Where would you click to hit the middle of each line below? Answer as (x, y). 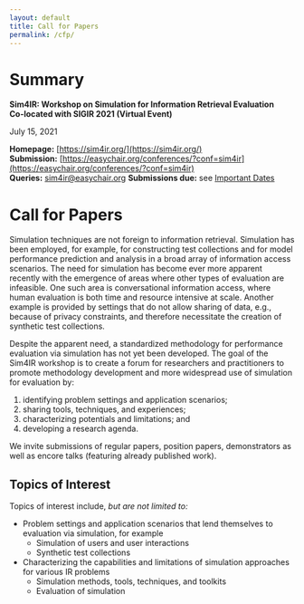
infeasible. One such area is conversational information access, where (140, 288)
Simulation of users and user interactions (113, 543)
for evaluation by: (42, 382)
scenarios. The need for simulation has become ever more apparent (136, 269)
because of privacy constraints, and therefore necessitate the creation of (146, 317)
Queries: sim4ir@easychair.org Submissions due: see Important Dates (142, 178)
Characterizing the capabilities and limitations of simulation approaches (156, 562)
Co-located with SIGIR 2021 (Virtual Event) (91, 114)
